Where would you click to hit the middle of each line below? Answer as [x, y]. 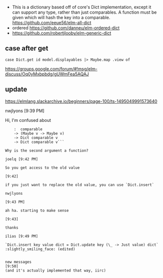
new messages [18, 262]
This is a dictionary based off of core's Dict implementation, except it [82, 7]
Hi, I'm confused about [28, 120]
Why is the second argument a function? [47, 151]
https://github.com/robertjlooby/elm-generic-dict [62, 33]
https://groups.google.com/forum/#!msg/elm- [51, 69]
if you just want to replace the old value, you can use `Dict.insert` [80, 185]
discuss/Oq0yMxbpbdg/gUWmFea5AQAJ [47, 74]
